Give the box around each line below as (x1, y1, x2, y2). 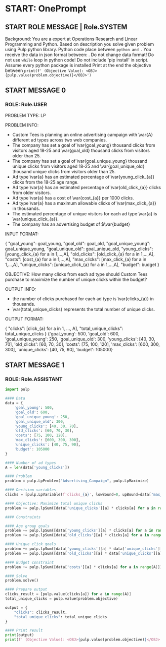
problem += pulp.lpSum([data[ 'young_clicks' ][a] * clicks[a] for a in (5, 528, 154, 533)
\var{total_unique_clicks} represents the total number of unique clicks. (12, 306, 155, 312)
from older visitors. (12, 190, 51, 195)
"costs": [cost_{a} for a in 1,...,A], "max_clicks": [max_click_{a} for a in (5, 256, 147, 262)
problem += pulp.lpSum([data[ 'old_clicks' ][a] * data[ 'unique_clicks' (5, 551, 154, 556)
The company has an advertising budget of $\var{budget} (12, 221, 130, 227)
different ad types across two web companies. (12, 137, 107, 143)
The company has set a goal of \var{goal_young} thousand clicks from (12, 142, 156, 148)
